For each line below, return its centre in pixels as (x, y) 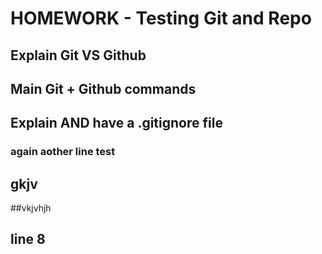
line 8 (28, 239)
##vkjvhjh (31, 208)
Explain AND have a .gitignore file (116, 123)
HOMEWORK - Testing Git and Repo (161, 18)
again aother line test (63, 152)
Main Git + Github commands (103, 88)
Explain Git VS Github (78, 55)
